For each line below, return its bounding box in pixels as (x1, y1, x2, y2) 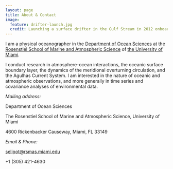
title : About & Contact (5, 12, 57, 17)
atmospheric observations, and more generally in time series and (5, 78, 143, 84)
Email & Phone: (5, 139, 38, 145)
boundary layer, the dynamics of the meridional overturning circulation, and (5, 67, 165, 73)
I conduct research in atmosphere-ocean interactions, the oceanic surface (5, 62, 163, 68)
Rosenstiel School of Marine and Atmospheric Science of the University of (5, 46, 163, 52)
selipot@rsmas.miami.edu (5, 148, 60, 155)
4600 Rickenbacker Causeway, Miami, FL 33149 (5, 129, 108, 135)
